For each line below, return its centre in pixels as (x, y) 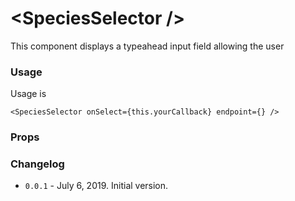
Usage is (28, 94)
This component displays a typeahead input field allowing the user (147, 46)
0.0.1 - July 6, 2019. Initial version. (96, 186)
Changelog (37, 164)
